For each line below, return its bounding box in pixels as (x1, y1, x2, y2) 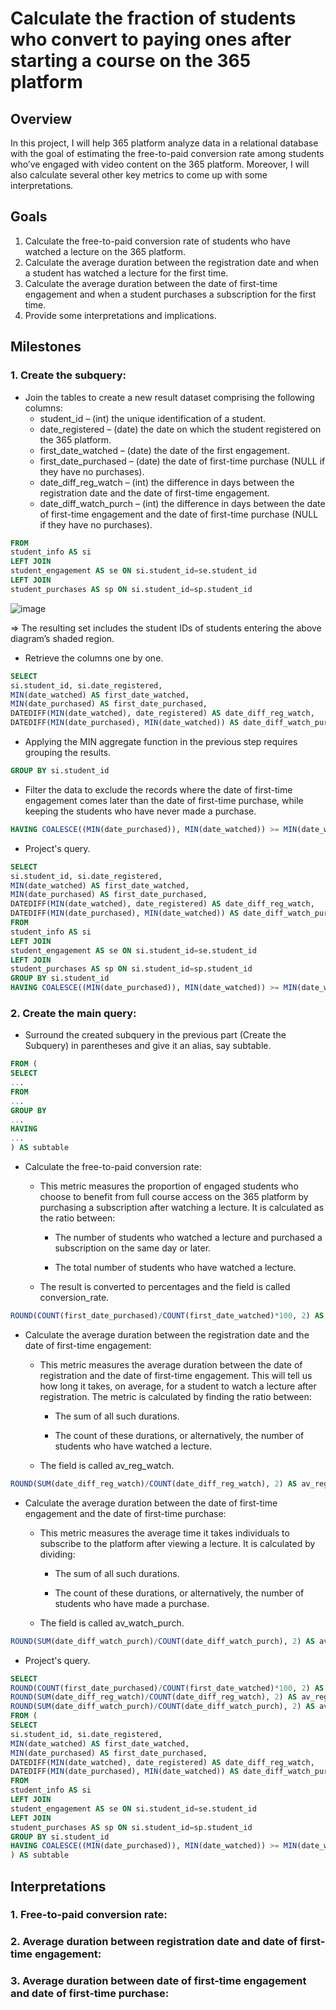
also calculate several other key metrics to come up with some (10, 169, 268, 181)
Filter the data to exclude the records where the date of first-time (24, 783, 293, 796)
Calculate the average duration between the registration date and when (24, 256, 319, 268)
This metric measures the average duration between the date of (39, 1358, 303, 1371)
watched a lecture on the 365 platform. (24, 245, 187, 257)
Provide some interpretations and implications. (24, 309, 217, 321)
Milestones (10, 338, 82, 356)
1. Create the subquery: (10, 368, 127, 382)
